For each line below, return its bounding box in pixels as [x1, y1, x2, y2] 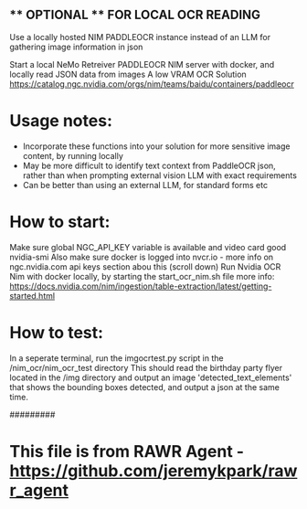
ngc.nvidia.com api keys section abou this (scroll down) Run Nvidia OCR [9, 260, 281, 272]
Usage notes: [9, 111, 112, 131]
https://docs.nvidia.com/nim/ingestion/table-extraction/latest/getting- [9, 281, 272, 292]
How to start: [9, 211, 111, 232]
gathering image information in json [9, 41, 143, 52]
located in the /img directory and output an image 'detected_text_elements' [9, 372, 292, 383]
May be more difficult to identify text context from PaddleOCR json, [22, 160, 276, 171]
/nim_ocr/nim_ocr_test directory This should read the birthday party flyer [9, 362, 283, 373]
